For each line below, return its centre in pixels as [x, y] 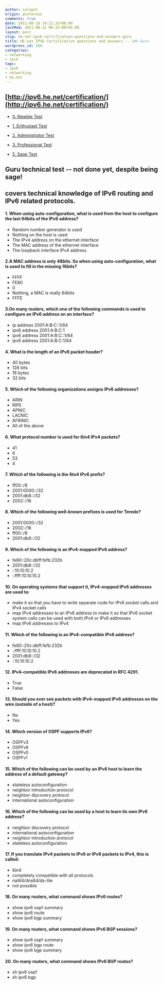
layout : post [18, 32]
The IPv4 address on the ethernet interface [55, 240]
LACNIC [20, 415]
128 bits [20, 368]
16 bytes [20, 373]
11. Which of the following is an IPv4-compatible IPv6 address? [70, 634]
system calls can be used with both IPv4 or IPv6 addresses [71, 618]
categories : [17, 50]
